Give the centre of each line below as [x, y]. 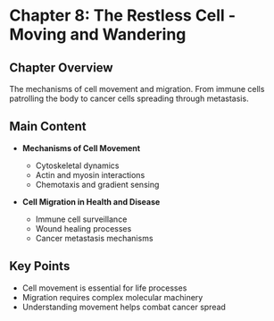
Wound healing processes [83, 228]
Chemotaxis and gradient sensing [97, 184]
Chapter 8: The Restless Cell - [123, 16]
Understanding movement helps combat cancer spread [124, 307]
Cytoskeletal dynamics [77, 165]
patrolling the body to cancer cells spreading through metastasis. [129, 98]
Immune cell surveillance [81, 219]
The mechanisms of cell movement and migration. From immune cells [137, 89]
